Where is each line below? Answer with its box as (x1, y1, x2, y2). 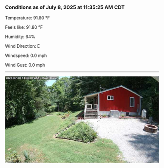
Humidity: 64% (5, 34, 36, 40)
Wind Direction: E (5, 43, 40, 49)
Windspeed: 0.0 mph (5, 53, 47, 58)
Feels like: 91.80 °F (5, 24, 43, 30)
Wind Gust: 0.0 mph (5, 62, 45, 68)
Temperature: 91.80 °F (5, 15, 50, 21)
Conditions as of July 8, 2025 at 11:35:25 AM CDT (5, 4, 125, 11)
